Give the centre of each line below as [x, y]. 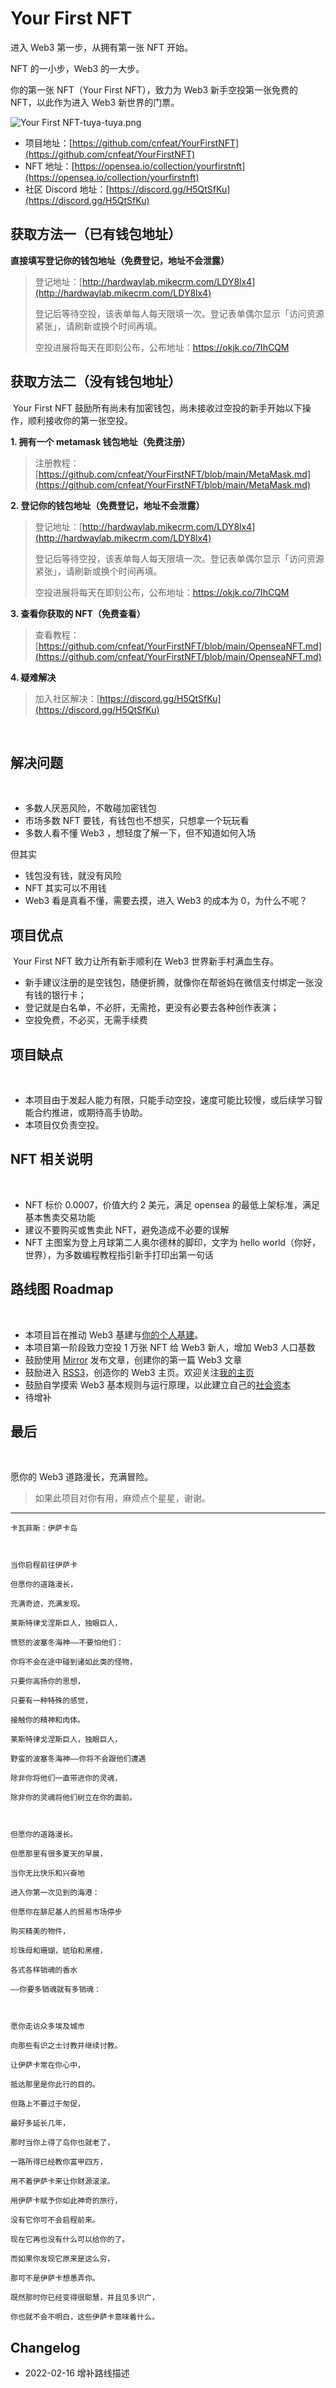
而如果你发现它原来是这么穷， [62, 2259]
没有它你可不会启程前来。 [55, 2220]
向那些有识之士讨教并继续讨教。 [66, 2046]
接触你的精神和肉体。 [47, 1720]
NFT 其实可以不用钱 [65, 888]
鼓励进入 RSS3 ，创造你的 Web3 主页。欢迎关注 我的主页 [139, 1372]
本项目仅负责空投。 [64, 1125]
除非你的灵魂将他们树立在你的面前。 [74, 1798]
